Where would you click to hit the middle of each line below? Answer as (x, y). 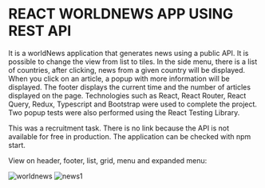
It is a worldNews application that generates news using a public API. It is (129, 53)
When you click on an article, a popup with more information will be (119, 78)
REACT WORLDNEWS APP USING (121, 14)
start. (17, 145)
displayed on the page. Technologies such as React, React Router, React (127, 95)
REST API (40, 31)
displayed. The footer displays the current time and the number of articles (130, 87)
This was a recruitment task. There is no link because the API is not (119, 128)
